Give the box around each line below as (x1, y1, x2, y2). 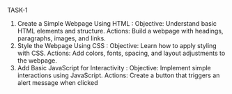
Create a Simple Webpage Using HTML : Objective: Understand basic (17, 19, 217, 27)
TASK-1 (7, 6, 28, 14)
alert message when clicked (17, 79, 98, 86)
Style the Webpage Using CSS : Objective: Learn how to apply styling (17, 42, 217, 49)
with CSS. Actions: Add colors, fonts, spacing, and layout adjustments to (17, 49, 226, 57)
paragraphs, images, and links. (17, 34, 106, 42)
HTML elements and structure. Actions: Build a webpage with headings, (17, 27, 224, 35)
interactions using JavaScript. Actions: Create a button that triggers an (17, 71, 220, 79)
